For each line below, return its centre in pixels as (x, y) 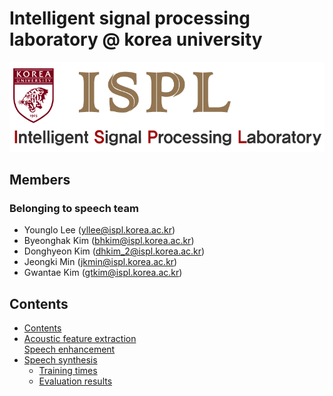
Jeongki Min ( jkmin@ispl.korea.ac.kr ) (100, 262)
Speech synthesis (60, 360)
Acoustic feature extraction (80, 339)
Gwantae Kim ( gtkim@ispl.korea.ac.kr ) (103, 273)
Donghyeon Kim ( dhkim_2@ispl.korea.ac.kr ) (114, 251)
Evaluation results (75, 381)
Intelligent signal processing (130, 18)
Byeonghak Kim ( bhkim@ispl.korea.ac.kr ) (109, 241)
